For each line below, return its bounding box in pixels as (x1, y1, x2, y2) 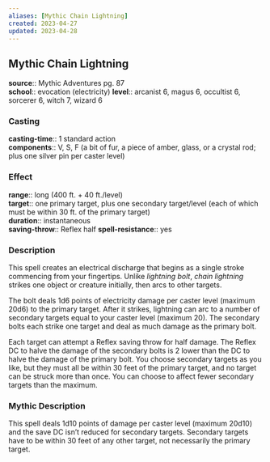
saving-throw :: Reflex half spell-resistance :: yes (8, 224, 172, 234)
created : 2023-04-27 (8, 19, 78, 28)
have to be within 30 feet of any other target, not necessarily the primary (8, 436, 251, 446)
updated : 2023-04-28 (8, 27, 78, 35)
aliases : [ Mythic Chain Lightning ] (8, 11, 129, 20)
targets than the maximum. (8, 380, 98, 390)
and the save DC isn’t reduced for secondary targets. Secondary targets (8, 427, 249, 437)
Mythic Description (8, 401, 86, 411)
